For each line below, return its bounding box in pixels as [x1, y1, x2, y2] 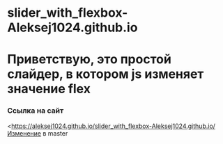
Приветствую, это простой [7, 51, 172, 67]
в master [43, 129, 68, 137]
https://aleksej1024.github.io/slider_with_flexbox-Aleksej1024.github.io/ [11, 122, 216, 130]
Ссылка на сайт [7, 106, 64, 115]
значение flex [7, 81, 91, 97]
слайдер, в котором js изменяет [7, 66, 204, 82]
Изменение [7, 129, 42, 137]
